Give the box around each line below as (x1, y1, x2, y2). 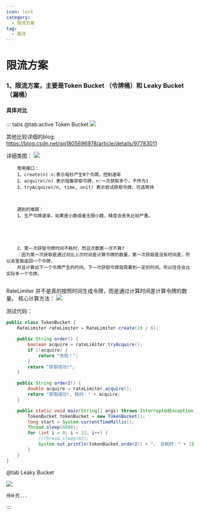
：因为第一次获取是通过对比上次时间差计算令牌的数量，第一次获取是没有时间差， (17, 252, 186, 258)
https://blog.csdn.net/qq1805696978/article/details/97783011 (6, 140, 157, 147)
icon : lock (6, 8, 33, 15)
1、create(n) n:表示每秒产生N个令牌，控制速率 (17, 172, 121, 178)
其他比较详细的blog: (6, 133, 56, 141)
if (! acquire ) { (27, 347, 68, 353)
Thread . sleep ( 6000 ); (27, 425, 79, 431)
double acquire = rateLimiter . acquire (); (27, 386, 133, 392)
